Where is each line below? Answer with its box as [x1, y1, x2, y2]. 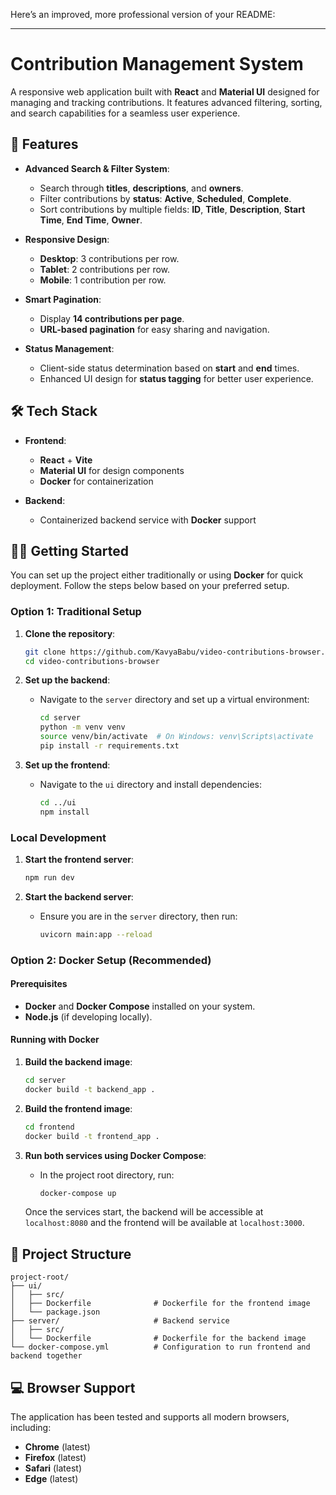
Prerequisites [10, 978, 68, 990]
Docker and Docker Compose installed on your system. [24, 1000, 256, 1012]
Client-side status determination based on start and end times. [39, 362, 300, 374]
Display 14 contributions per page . [39, 312, 185, 324]
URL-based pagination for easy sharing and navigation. [39, 323, 270, 335]
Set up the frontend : [24, 759, 111, 771]
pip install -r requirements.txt [39, 741, 180, 751]
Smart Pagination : [24, 293, 102, 305]
